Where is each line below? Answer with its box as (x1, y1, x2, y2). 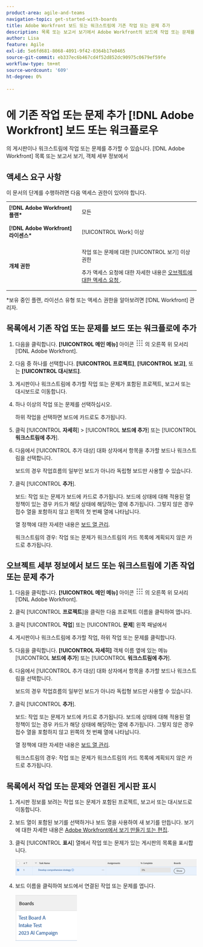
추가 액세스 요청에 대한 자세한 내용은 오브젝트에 (81, 269, 193, 276)
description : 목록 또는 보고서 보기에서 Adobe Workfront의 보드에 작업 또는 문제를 (6, 29, 195, 35)
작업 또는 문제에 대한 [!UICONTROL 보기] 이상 (81, 249, 190, 256)
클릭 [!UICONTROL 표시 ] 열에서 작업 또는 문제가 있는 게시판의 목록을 (14, 839, 178, 847)
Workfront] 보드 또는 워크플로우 (6, 124, 158, 137)
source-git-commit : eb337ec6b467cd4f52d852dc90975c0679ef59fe (6, 54, 166, 60)
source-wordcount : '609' (6, 67, 69, 73)
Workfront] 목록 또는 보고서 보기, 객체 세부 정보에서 (6, 152, 128, 160)
